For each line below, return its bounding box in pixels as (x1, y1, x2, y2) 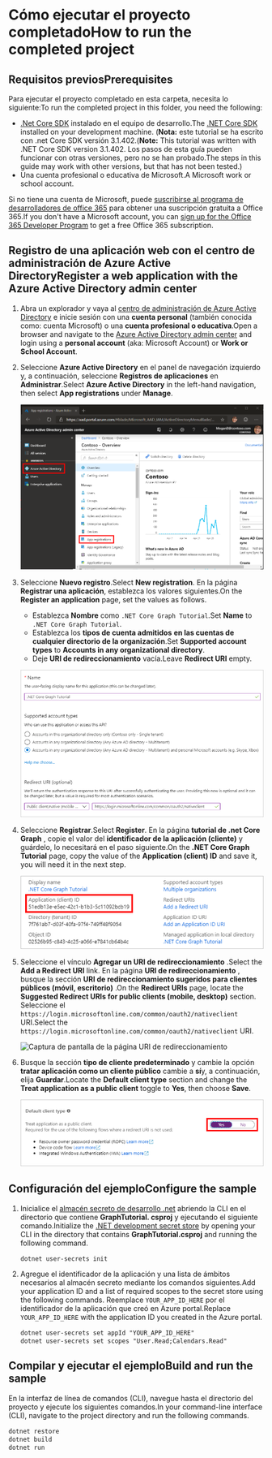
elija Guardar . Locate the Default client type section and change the (19, 1074, 248, 1085)
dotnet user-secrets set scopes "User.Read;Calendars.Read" (19, 1337, 227, 1345)
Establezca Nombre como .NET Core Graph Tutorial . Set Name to (32, 610, 253, 620)
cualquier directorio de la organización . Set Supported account (32, 636, 247, 646)
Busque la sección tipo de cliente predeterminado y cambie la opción (19, 1057, 255, 1067)
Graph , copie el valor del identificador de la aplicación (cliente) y (19, 834, 243, 843)
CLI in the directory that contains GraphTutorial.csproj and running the (19, 1229, 257, 1239)
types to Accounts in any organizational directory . (32, 645, 205, 654)
